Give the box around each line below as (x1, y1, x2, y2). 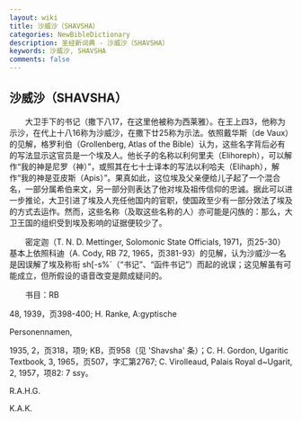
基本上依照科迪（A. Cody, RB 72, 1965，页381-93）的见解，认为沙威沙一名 (9, 247, 287, 258)
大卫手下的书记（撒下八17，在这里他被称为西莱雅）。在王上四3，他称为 (24, 116, 286, 127)
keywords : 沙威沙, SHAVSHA (9, 47, 106, 56)
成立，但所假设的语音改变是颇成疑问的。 (16, 270, 167, 281)
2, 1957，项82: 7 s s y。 (9, 367, 93, 378)
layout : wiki (9, 13, 58, 22)
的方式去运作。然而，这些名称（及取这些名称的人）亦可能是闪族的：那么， (9, 206, 285, 217)
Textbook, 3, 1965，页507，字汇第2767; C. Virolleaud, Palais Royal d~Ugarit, (9, 356, 293, 367)
